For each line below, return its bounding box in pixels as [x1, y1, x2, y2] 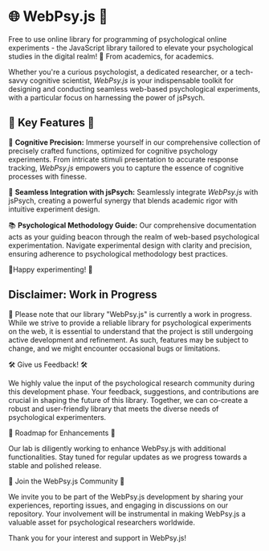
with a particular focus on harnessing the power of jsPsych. [8, 93, 206, 102]
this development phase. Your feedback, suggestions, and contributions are [8, 386, 259, 397]
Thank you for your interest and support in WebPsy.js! [8, 532, 187, 542]
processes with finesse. [8, 171, 88, 181]
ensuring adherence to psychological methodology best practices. [8, 249, 228, 258]
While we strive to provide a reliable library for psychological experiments [8, 318, 251, 327]
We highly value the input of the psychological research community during [8, 378, 255, 388]
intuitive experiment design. [8, 204, 100, 214]
